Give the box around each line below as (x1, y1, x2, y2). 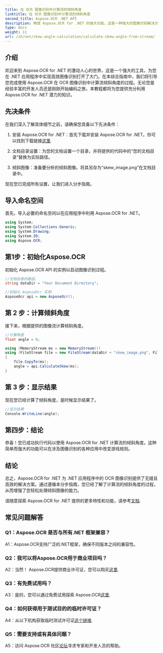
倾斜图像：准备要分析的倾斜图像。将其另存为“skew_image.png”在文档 (12, 164, 152, 170)
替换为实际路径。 (18, 154, 52, 160)
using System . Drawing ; (5, 229, 51, 234)
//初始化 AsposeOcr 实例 (5, 290, 52, 295)
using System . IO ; (5, 233, 40, 239)
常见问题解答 (5, 513, 44, 522)
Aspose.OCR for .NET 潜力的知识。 (5, 92, 75, 97)
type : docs (5, 25, 27, 30)
